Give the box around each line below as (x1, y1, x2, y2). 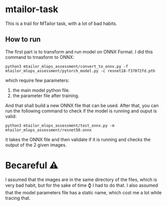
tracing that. (5, 195, 31, 201)
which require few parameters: (5, 77, 70, 83)
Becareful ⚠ (5, 159, 59, 171)
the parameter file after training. (12, 93, 80, 99)
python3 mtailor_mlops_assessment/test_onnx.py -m (5, 123, 115, 128)
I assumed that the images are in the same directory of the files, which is (5, 176, 157, 183)
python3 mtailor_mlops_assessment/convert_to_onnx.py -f (5, 64, 128, 69)
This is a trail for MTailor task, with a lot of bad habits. (5, 20, 118, 26)
